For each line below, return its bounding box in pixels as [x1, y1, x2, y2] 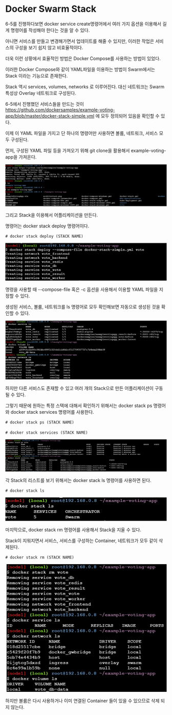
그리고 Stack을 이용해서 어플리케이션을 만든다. [5, 211, 98, 218]
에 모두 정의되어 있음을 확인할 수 [95, 112, 160, 119]
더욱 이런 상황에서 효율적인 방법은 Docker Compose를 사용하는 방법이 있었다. [5, 55, 161, 62]
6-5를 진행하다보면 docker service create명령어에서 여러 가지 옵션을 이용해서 [5, 21, 162, 27]
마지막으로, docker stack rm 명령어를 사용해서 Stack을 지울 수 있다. [5, 527, 142, 533]
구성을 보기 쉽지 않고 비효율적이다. [14, 44, 83, 50]
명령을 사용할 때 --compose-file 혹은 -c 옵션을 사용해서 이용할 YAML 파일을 [5, 286, 158, 293]
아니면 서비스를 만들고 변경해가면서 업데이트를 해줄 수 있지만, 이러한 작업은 [5, 38, 155, 44]
